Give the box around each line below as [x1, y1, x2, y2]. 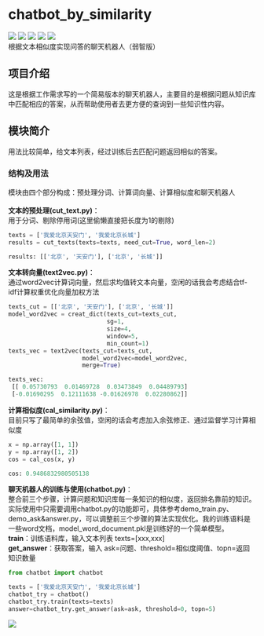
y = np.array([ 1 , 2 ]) [8, 448, 79, 456]
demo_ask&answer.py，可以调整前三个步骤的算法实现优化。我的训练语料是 [8, 514, 251, 524]
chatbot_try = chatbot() [8, 590, 90, 598]
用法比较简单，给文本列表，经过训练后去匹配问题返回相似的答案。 [8, 147, 222, 156]
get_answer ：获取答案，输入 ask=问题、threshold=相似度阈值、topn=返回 [8, 543, 250, 553]
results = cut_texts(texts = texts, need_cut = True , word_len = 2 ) [8, 238, 216, 247]
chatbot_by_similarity [8, 5, 152, 24]
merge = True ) [82, 361, 122, 370]
